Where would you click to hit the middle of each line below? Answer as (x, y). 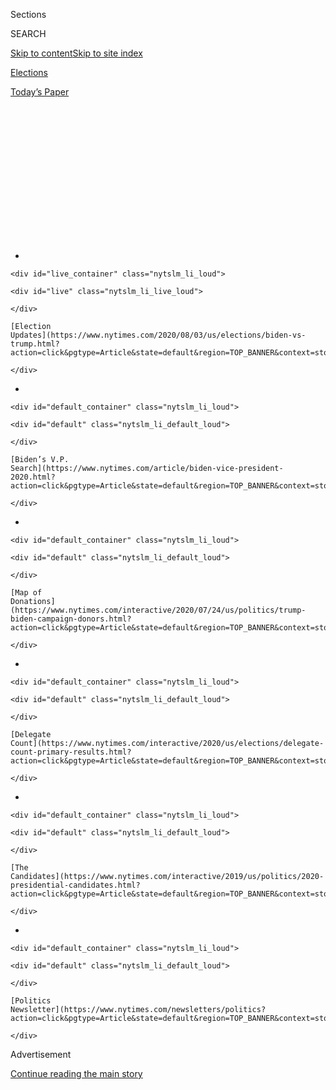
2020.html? (33, 477)
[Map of (26, 593)
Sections (28, 14)
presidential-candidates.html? (75, 885)
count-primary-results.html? (71, 752)
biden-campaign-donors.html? (71, 619)
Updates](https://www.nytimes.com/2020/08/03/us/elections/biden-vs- (158, 335)
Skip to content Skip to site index (76, 53)
